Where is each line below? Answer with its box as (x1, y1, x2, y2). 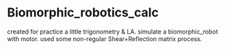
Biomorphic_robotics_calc (7, 5, 159, 21)
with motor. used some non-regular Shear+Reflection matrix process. (7, 34, 202, 42)
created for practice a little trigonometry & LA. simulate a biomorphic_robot (7, 27, 219, 36)
